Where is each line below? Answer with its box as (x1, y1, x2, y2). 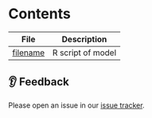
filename (12, 47, 45, 58)
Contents (8, 5, 72, 23)
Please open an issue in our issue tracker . (8, 100, 145, 110)
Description (61, 33, 107, 45)
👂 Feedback (8, 75, 69, 88)
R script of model (52, 47, 117, 58)
